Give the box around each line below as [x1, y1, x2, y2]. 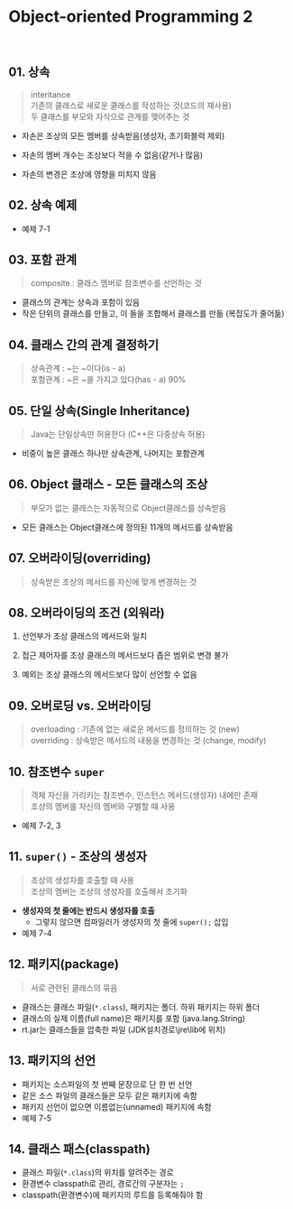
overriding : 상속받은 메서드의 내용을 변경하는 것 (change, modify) [30, 735, 267, 746]
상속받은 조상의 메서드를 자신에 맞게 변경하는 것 [30, 576, 197, 587]
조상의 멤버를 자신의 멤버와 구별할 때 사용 [30, 801, 176, 812]
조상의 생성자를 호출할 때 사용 [30, 874, 134, 885]
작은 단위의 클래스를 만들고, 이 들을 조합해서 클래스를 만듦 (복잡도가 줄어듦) [21, 309, 285, 319]
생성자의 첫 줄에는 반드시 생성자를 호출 [21, 905, 155, 916]
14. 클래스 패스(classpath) [8, 1141, 151, 1157]
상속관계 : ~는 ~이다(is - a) [30, 363, 126, 374]
